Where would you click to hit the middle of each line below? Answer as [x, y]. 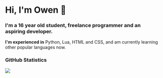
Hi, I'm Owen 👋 [36, 10]
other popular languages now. [36, 47]
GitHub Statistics [26, 60]
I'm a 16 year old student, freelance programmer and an [73, 26]
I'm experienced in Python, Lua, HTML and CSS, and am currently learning [81, 42]
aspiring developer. [29, 31]
